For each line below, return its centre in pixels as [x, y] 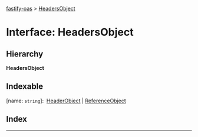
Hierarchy [25, 54]
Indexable [25, 87]
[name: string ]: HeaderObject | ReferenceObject [66, 101]
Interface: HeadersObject [70, 32]
